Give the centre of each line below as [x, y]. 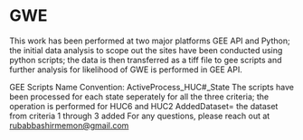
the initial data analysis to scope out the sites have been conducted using [146, 50]
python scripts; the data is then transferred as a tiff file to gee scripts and [146, 60]
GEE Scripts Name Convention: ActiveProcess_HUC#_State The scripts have [151, 87]
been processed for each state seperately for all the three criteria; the [139, 97]
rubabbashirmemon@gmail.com [69, 125]
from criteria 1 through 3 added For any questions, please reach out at [140, 116]
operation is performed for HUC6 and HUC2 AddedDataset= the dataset [144, 106]
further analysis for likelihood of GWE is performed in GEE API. [126, 70]
